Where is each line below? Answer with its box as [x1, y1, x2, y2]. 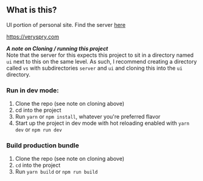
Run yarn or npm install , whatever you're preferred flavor [15, 113, 161, 120]
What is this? [6, 5, 57, 15]
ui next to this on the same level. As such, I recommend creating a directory [6, 57, 197, 65]
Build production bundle [6, 141, 79, 150]
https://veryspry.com [6, 33, 60, 40]
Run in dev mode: [6, 86, 59, 94]
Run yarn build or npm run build [15, 168, 98, 175]
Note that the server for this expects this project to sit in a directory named [6, 51, 194, 59]
